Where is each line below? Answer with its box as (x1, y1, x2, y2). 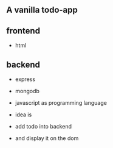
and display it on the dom (15, 135, 79, 142)
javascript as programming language (15, 99, 108, 107)
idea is (15, 111, 32, 118)
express (15, 76, 35, 83)
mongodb (15, 88, 39, 95)
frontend (6, 26, 41, 36)
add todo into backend (15, 123, 72, 130)
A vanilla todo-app (6, 5, 78, 15)
